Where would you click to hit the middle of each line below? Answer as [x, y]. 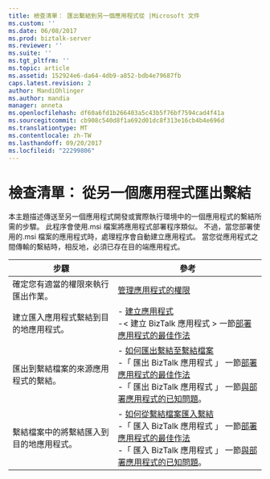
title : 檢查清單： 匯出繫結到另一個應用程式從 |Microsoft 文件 [104, 16]
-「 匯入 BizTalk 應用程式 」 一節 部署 [188, 426]
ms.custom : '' [32, 23]
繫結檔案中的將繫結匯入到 [61, 432]
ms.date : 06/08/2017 [43, 31]
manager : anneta [35, 105]
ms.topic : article [39, 68]
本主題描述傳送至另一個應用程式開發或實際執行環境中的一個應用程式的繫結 [131, 217]
